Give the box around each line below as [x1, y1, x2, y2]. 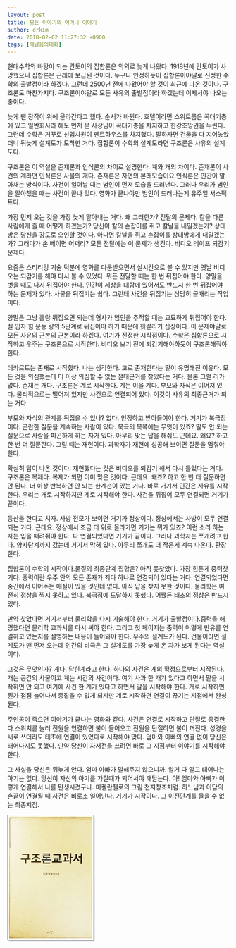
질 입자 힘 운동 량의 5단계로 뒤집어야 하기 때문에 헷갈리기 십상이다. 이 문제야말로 [7, 322, 227, 331]
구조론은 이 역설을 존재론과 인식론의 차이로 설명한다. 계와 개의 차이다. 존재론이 [7, 163, 222, 171]
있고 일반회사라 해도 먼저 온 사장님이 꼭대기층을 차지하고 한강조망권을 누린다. [14, 121, 225, 130]
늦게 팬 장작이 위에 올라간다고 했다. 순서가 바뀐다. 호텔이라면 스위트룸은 [7, 113, 203, 121]
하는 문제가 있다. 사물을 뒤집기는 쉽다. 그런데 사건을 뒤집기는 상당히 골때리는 [7, 290, 216, 298]
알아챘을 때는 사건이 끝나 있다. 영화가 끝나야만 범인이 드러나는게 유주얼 [14, 189, 209, 197]
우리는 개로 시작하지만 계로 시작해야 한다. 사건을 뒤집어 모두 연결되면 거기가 [22, 491, 229, 499]
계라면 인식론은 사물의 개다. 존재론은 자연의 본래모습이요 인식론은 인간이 [20, 171, 218, 180]
